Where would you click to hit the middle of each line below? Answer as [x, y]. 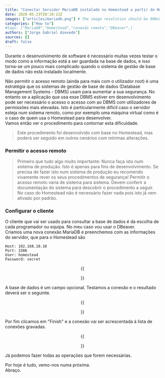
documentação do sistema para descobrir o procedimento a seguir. [85, 188]
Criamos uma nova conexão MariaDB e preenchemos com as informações [80, 232]
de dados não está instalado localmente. [46, 72]
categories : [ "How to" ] [29, 23]
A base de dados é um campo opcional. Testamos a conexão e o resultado [81, 288]
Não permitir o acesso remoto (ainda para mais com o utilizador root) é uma [82, 81]
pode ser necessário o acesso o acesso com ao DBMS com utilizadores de [81, 102]
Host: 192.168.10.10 [26, 246]
